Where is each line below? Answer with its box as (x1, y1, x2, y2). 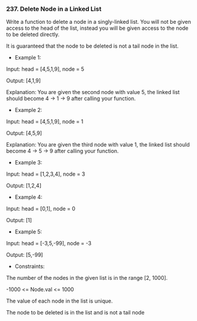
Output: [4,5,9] (6, 130, 43, 137)
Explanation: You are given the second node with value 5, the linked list (6, 89, 180, 96)
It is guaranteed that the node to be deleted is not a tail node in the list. (6, 42, 179, 49)
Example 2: (14, 107, 43, 114)
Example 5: (14, 228, 43, 235)
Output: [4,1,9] (6, 77, 41, 85)
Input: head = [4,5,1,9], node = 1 (6, 118, 84, 125)
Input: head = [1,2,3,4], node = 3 (6, 170, 85, 177)
